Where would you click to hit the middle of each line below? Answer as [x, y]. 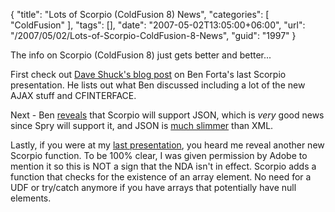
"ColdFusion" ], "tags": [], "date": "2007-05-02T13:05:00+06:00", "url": [158, 25]
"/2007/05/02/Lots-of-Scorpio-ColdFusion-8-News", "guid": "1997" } [153, 35]
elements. [31, 198]
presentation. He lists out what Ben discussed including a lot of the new [158, 85]
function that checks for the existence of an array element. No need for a [161, 177]
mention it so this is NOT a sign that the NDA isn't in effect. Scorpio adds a [163, 166]
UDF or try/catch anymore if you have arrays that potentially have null [153, 187]
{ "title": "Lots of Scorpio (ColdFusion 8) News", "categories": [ [140, 14]
